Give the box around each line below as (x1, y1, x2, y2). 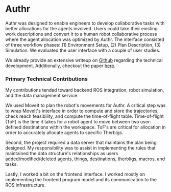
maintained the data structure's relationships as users (5, 151, 118, 157)
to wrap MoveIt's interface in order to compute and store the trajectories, (5, 108, 159, 114)
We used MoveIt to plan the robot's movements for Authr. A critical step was (5, 102, 166, 109)
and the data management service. (5, 93, 79, 99)
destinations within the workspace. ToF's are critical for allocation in (22, 124, 166, 131)
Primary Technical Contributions (5, 75, 88, 82)
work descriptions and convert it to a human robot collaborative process (5, 31, 157, 37)
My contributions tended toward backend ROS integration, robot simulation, (5, 87, 164, 93)
